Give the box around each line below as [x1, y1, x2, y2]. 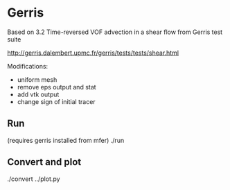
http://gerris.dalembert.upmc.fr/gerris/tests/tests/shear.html [7, 49, 179, 57]
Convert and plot [7, 156, 82, 168]
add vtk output [17, 90, 60, 98]
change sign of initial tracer [17, 97, 96, 105]
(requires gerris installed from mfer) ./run [7, 136, 125, 144]
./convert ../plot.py [7, 175, 60, 183]
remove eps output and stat [17, 83, 96, 91]
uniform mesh [17, 75, 57, 84]
